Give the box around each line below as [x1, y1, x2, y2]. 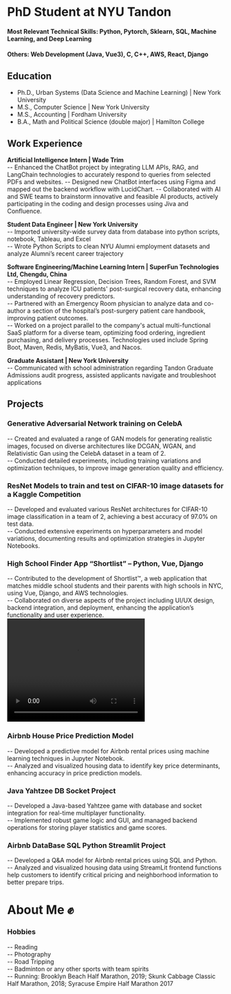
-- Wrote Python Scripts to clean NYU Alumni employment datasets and [7, 242, 210, 250]
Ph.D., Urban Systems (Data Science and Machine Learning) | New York [16, 89, 221, 97]
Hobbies [7, 927, 36, 937]
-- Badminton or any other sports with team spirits [7, 964, 149, 973]
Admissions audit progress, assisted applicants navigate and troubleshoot [7, 371, 217, 379]
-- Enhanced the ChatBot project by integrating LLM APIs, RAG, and [7, 163, 199, 171]
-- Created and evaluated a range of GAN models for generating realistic [7, 434, 212, 443]
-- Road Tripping [7, 957, 54, 966]
